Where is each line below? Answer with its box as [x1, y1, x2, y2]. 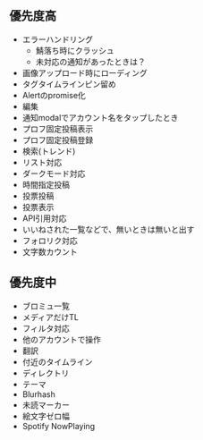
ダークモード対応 [21, 168, 86, 179]
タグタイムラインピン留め [21, 79, 116, 89]
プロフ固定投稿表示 [21, 123, 94, 134]
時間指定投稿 [21, 179, 70, 190]
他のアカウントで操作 [21, 334, 101, 344]
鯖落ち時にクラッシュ [35, 45, 114, 55]
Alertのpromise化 [21, 89, 87, 100]
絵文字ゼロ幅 [21, 410, 70, 421]
